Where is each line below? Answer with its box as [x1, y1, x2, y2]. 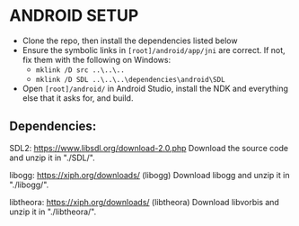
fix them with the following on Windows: [22, 54, 171, 65]
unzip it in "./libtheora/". [9, 206, 97, 217]
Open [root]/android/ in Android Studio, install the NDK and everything [22, 83, 289, 94]
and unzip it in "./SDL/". [9, 152, 96, 163]
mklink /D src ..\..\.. [35, 65, 126, 75]
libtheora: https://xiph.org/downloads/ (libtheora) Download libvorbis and [9, 196, 280, 207]
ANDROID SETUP [9, 5, 139, 26]
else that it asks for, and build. [22, 92, 134, 104]
